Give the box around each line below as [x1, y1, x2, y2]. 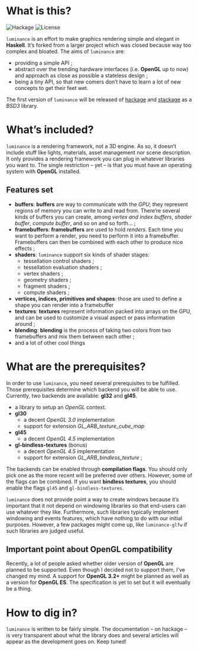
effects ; [14, 245, 35, 252]
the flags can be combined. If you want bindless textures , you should [6, 478, 176, 485]
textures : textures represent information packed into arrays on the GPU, [14, 307, 192, 315]
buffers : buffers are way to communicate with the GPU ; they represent [14, 200, 188, 208]
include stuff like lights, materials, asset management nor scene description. [6, 149, 192, 156]
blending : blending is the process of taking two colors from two [14, 326, 171, 333]
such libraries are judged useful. [6, 527, 85, 534]
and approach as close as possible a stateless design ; [14, 72, 148, 79]
